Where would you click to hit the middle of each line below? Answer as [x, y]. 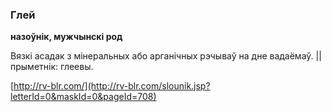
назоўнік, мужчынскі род [66, 37]
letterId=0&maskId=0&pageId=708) [83, 97]
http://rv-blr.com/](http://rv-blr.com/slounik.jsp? [112, 86]
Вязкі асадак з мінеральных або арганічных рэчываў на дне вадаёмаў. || [166, 56]
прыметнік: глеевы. [52, 67]
